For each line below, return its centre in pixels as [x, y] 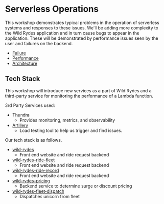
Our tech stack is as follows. [34, 140]
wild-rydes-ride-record [35, 170]
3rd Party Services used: [30, 105]
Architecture [25, 63]
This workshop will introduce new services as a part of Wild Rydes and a [78, 90]
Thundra [21, 115]
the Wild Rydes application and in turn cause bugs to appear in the [72, 33]
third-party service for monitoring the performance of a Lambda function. [79, 96]
